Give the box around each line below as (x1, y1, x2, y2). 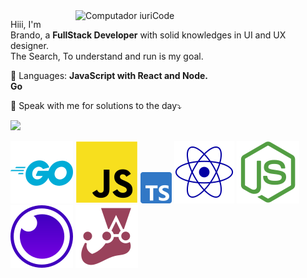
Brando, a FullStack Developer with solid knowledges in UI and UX (10, 29, 287, 41)
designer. (10, 40, 49, 51)
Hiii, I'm (10, 19, 42, 30)
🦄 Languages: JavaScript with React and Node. (10, 70, 208, 81)
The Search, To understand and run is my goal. (10, 50, 204, 62)
